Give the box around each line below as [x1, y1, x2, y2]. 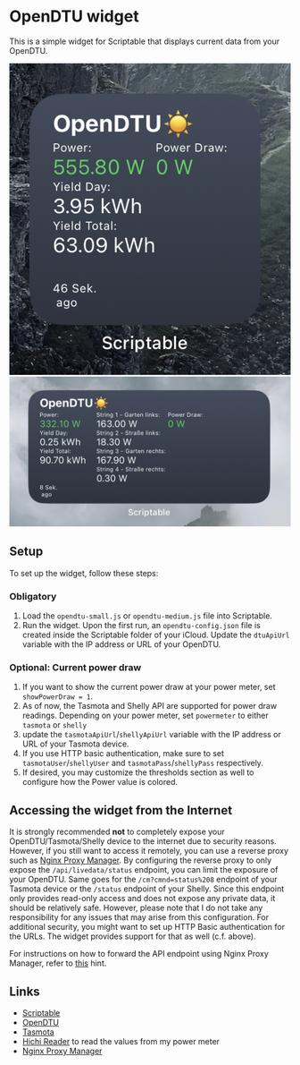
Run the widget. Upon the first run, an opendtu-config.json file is [21, 620, 261, 631]
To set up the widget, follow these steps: [9, 567, 159, 578]
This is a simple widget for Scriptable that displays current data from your [9, 36, 280, 47]
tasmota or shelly [21, 720, 87, 730]
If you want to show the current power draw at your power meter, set [21, 682, 276, 693]
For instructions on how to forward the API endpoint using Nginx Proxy [9, 949, 270, 959]
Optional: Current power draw [9, 661, 142, 673]
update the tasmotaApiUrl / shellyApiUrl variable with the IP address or [21, 729, 281, 740]
